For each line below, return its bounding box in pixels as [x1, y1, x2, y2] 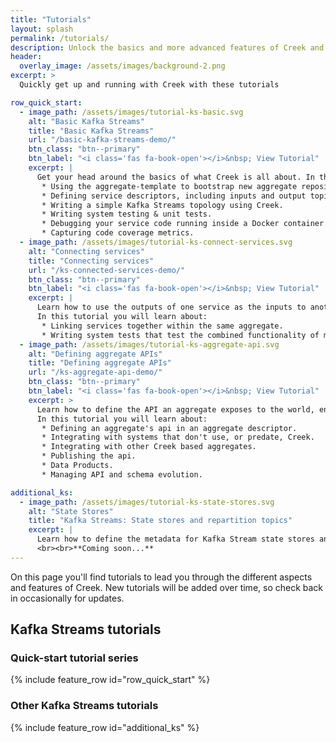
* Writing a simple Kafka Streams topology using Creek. [41, 200, 284, 210]
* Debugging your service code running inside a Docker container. [41, 219, 329, 229]
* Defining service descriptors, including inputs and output [41, 191, 307, 201]
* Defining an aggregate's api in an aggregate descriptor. [41, 423, 298, 433]
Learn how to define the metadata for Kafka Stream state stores [36, 534, 315, 545]
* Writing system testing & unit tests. [41, 209, 213, 220]
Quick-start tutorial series [10, 651, 139, 665]
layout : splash [10, 24, 74, 34]
